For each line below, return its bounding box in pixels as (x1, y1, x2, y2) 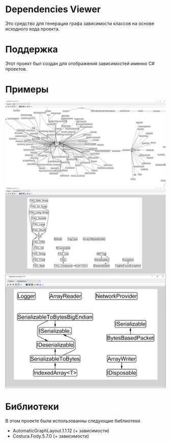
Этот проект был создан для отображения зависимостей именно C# (5, 60, 155, 67)
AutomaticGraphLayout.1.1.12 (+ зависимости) (12, 427, 109, 433)
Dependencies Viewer (5, 4, 101, 15)
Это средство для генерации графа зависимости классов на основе (5, 20, 154, 26)
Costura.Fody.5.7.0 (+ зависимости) (12, 433, 89, 439)
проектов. (5, 66, 27, 72)
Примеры (5, 84, 49, 95)
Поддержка (5, 44, 59, 55)
